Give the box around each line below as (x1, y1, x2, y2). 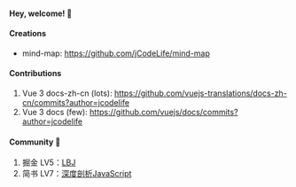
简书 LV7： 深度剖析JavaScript (21, 168, 132, 179)
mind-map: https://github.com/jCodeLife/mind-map (21, 48, 211, 58)
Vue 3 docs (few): (21, 107, 89, 117)
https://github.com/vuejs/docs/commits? (90, 107, 238, 117)
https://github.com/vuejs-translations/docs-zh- (113, 88, 288, 98)
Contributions (9, 68, 62, 79)
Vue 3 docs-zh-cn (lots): (21, 88, 113, 98)
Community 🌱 (9, 136, 61, 147)
